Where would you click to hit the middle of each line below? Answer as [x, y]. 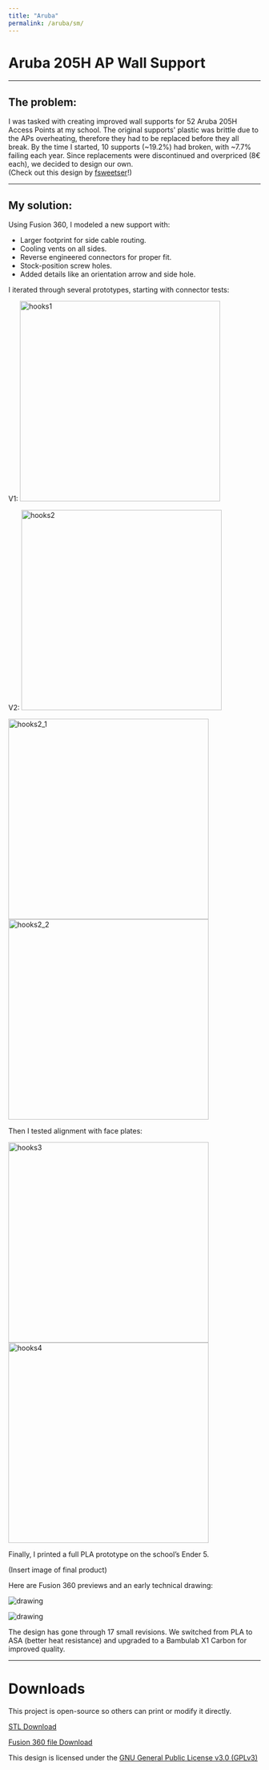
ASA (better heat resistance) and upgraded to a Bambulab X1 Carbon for [127, 1641]
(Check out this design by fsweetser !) [70, 172]
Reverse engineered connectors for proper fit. [96, 257]
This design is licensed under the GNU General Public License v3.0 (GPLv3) [133, 1758]
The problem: [43, 102]
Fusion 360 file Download [50, 1742]
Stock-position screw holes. [66, 266]
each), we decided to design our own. [71, 164]
